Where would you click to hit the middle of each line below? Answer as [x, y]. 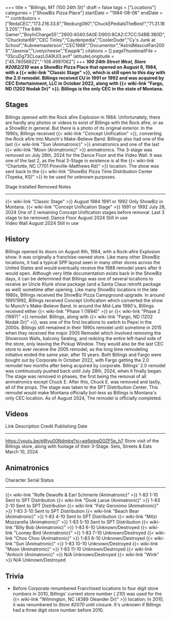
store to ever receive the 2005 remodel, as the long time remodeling [77, 349]
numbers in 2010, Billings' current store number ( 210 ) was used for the [87, 594]
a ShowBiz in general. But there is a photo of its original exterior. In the [79, 128]
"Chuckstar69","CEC [27, 40]
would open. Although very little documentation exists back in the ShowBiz [84, 273]
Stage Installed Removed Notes [38, 186]
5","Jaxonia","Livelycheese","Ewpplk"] [45, 51]
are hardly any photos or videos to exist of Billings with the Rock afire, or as [84, 123]
